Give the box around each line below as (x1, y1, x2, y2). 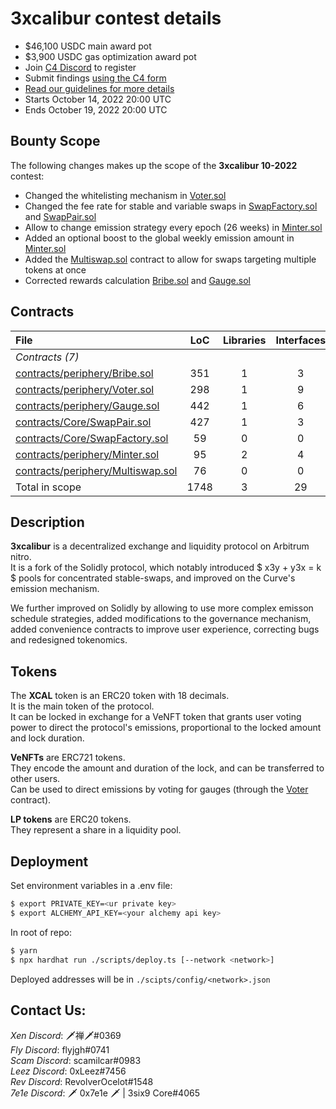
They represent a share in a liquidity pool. (10, 824, 182, 836)
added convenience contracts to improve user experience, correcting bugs (10, 623, 320, 636)
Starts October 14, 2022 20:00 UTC (24, 93, 172, 105)
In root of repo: (10, 926, 73, 938)
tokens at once (24, 263, 87, 276)
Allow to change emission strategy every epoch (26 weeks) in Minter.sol (24, 221, 323, 233)
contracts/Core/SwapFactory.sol (15, 431, 169, 445)
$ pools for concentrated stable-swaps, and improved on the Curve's (10, 572, 296, 584)
